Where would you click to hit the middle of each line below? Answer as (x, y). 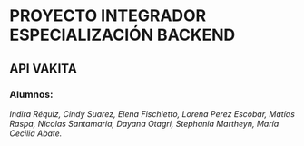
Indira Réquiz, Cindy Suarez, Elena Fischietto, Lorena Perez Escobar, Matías (152, 113)
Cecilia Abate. (36, 133)
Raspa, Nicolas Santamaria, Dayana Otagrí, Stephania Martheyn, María (144, 123)
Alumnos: (31, 94)
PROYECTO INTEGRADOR (108, 16)
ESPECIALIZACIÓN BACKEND (123, 35)
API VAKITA (43, 68)
